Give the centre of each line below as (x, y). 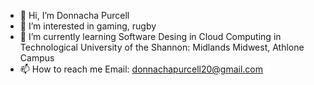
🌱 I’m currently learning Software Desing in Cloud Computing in (150, 36)
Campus (37, 58)
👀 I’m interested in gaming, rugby (88, 26)
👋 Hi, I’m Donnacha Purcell (74, 15)
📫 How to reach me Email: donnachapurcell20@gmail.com (141, 69)
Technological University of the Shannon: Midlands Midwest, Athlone (162, 47)
